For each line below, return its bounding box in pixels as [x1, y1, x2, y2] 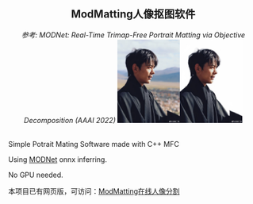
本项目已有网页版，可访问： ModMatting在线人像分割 [8, 187, 180, 196]
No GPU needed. [8, 170, 63, 180]
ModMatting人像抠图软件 [71, 7, 196, 21]
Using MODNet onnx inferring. [8, 155, 107, 164]
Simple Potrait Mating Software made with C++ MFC [8, 140, 180, 149]
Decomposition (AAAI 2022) [23, 116, 117, 125]
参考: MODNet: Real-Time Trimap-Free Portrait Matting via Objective [21, 30, 246, 40]
